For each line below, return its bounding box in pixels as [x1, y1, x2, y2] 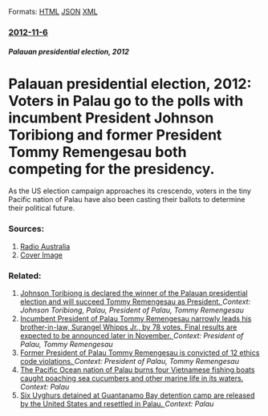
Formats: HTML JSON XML [8, 7, 98, 16]
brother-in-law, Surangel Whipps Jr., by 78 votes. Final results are [19, 322, 238, 332]
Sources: [8, 224, 45, 235]
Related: [8, 270, 42, 281]
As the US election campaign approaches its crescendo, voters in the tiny [8, 186, 251, 196]
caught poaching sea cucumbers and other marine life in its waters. [19, 374, 244, 383]
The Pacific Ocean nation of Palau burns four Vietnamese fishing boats [19, 365, 255, 375]
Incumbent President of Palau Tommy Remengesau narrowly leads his [19, 314, 252, 324]
